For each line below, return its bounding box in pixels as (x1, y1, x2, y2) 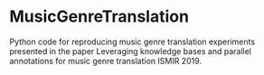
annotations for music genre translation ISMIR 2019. (9, 55, 202, 66)
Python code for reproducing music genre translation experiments (9, 36, 256, 47)
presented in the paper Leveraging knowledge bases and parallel (9, 45, 251, 56)
